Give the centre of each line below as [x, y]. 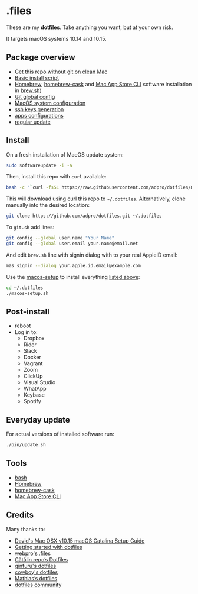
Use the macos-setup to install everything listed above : [73, 277]
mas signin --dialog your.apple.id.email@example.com [74, 265]
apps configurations [39, 115]
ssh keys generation [39, 109]
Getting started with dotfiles [48, 547]
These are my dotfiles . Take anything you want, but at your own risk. [90, 27]
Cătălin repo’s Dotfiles [41, 559]
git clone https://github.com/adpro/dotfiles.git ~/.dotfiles [84, 216]
